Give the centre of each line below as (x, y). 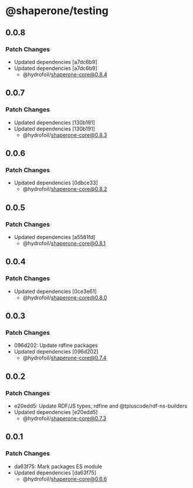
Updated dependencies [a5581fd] (55, 237)
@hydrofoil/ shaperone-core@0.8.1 (64, 243)
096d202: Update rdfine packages (56, 345)
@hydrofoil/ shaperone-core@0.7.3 (65, 418)
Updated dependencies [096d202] (56, 352)
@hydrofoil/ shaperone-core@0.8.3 (65, 135)
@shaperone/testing (57, 11)
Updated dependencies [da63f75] (55, 472)
